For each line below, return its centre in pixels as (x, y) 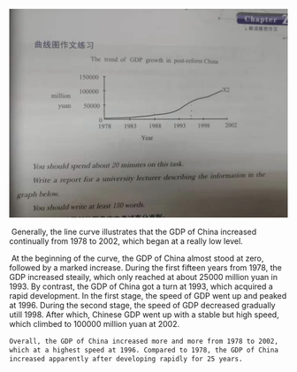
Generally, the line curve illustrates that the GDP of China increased (134, 232)
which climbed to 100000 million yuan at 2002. (94, 324)
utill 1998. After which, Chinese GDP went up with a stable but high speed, (145, 315)
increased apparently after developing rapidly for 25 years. (126, 359)
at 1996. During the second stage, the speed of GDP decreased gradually (142, 305)
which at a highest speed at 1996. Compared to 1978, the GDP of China (144, 350)
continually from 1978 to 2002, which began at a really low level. (126, 241)
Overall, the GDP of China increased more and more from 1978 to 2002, (144, 341)
